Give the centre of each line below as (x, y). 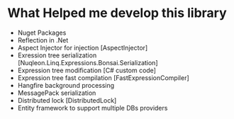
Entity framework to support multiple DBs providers (93, 108)
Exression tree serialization (57, 55)
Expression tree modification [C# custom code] (87, 70)
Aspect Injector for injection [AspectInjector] (83, 47)
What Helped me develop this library (117, 13)
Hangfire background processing (66, 85)
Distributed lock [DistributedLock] (67, 100)
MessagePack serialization (57, 93)
